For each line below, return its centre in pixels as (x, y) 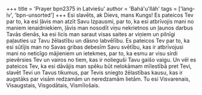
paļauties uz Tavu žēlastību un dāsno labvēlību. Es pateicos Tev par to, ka (98, 41)
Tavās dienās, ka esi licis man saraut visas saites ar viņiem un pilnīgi (91, 34)
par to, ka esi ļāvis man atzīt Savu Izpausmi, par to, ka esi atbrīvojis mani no (100, 21)
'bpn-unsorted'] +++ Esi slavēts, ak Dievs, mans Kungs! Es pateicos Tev (104, 15)
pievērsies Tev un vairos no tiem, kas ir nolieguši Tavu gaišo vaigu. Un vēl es (101, 60)
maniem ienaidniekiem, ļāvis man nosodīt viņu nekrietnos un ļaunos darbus (100, 28)
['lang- (187, 9)
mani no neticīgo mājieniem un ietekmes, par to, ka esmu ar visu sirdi (92, 53)
